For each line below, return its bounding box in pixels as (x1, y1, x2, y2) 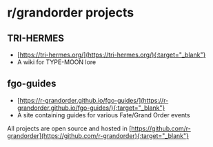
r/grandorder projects (7, 5, 134, 21)
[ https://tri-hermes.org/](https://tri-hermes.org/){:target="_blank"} (17, 50, 206, 59)
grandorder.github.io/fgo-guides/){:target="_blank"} (17, 104, 165, 112)
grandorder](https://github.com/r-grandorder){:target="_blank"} (7, 131, 190, 139)
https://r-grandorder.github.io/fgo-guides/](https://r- (19, 96, 169, 104)
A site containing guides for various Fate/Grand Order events (17, 110, 191, 119)
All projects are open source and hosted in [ (7, 124, 132, 133)
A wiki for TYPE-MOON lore (17, 58, 97, 66)
